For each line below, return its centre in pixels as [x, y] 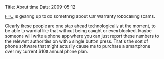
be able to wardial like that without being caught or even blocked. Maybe [78, 31]
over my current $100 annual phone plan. [47, 51]
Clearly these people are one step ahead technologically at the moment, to [80, 26]
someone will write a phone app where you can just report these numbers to [82, 36]
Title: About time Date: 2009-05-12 [40, 7]
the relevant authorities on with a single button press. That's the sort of [77, 41]
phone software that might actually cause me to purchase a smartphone [78, 46]
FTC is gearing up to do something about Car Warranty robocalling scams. [80, 16]
